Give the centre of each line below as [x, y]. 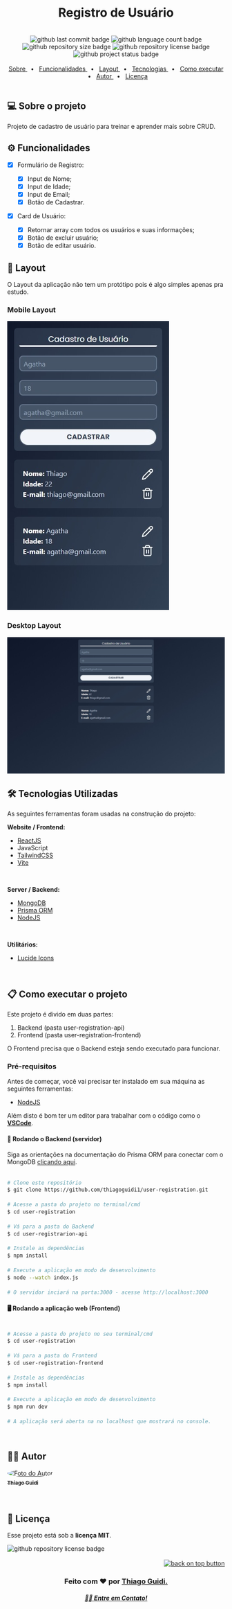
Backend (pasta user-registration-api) [71, 1028]
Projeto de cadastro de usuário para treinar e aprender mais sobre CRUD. [112, 126]
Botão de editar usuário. [62, 246]
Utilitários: [22, 944]
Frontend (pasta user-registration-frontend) [79, 1035]
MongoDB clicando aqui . [42, 1161]
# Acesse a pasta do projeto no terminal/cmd [74, 1205]
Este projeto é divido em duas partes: [60, 1014]
